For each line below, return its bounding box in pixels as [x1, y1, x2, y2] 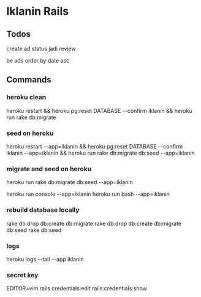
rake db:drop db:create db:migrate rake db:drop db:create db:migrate [6, 220, 182, 227]
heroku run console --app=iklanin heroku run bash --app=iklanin [6, 190, 170, 198]
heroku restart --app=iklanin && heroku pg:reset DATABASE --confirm [6, 142, 183, 150]
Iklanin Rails [6, 4, 69, 18]
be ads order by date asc [6, 57, 70, 64]
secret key [6, 271, 39, 279]
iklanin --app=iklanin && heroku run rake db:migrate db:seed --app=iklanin [6, 149, 195, 156]
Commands [6, 75, 52, 85]
